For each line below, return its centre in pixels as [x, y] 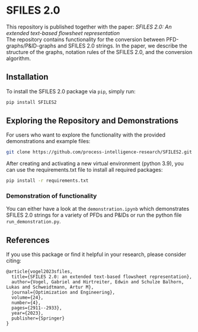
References [28, 240]
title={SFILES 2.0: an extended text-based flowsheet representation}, [102, 277]
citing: [14, 261]
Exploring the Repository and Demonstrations [92, 121]
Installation [27, 77]
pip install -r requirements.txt [47, 181]
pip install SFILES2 [32, 102]
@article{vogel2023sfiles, [39, 272]
